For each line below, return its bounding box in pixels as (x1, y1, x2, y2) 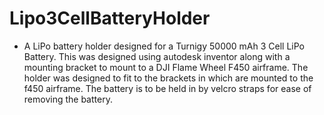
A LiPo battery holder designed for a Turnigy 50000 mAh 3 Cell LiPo (23, 40, 305, 52)
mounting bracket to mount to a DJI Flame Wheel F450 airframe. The (23, 61, 309, 73)
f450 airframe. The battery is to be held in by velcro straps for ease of (23, 82, 312, 94)
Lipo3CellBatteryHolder (9, 7, 211, 30)
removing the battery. (23, 93, 113, 105)
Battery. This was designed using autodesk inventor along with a (23, 50, 291, 62)
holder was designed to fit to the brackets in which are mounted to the (23, 72, 314, 84)
